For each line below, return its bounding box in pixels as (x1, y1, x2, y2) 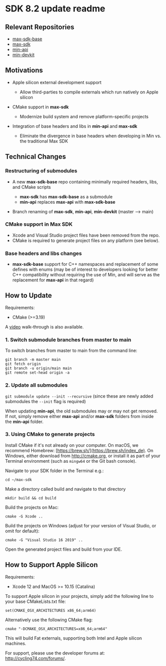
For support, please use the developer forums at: (5, 650, 105, 656)
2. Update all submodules (5, 382, 68, 389)
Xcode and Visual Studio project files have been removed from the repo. (12, 232, 160, 238)
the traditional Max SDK (19, 138, 68, 144)
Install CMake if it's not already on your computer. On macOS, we (5, 442, 139, 448)
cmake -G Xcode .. (5, 514, 43, 519)
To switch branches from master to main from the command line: (5, 347, 138, 353)
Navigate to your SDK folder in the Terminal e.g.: (5, 468, 104, 474)
